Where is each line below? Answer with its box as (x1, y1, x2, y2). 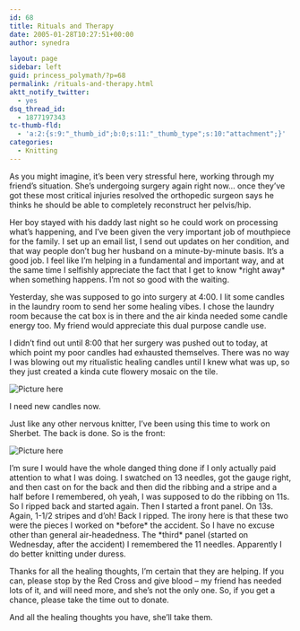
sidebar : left (9, 63, 63, 72)
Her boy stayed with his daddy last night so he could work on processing (9, 216, 279, 227)
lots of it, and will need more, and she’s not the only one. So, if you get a (9, 584, 276, 595)
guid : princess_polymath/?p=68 (9, 71, 126, 81)
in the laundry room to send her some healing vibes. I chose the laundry (9, 301, 275, 311)
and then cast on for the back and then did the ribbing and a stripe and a (9, 481, 278, 492)
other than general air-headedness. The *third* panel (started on (9, 529, 249, 539)
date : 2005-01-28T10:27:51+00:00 (9, 30, 134, 39)
